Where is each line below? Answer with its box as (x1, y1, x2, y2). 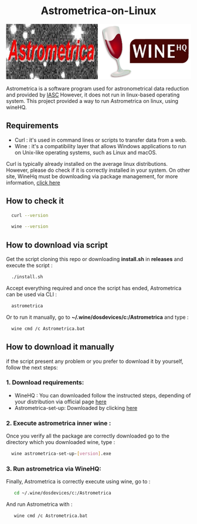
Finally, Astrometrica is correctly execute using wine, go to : (6, 478, 151, 485)
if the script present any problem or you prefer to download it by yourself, (6, 358, 184, 365)
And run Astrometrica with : (6, 501, 73, 508)
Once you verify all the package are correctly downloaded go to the (6, 432, 170, 439)
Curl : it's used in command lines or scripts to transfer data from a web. (14, 136, 187, 143)
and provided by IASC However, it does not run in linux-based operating (6, 91, 180, 98)
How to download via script (6, 240, 108, 250)
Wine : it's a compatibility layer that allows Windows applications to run (14, 142, 186, 149)
